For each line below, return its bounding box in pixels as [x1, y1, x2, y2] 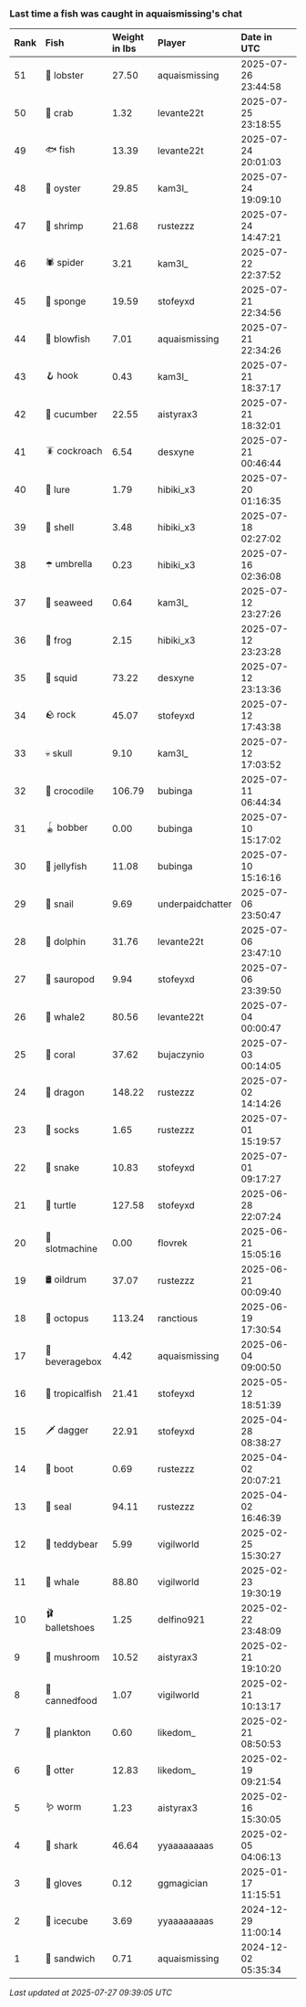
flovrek [158, 1236, 189, 1249]
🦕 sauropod [45, 973, 96, 986]
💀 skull [45, 747, 73, 760]
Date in [240, 31, 273, 44]
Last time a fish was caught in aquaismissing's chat [9, 7, 243, 20]
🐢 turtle [45, 1199, 77, 1212]
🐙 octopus [45, 1312, 89, 1325]
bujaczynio [158, 1048, 205, 1061]
